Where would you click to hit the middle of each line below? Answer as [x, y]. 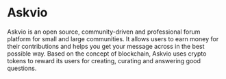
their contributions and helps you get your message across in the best [106, 46]
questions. [22, 68]
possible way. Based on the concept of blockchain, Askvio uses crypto [107, 54]
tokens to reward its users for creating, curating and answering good [104, 60]
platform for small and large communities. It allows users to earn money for [113, 38]
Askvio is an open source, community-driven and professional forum [104, 32]
